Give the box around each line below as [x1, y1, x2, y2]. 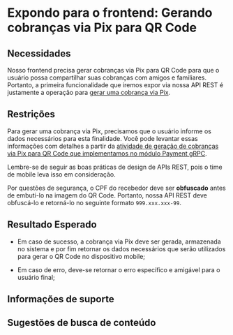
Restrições [7, 108, 56, 120]
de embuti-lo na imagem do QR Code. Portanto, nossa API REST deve [7, 191, 207, 200]
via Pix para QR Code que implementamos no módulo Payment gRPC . [7, 149, 207, 158]
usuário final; [17, 273, 56, 281]
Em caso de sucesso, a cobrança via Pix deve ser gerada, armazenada [17, 237, 221, 246]
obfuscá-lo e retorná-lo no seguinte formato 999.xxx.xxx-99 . [7, 198, 181, 207]
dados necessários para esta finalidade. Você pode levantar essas [7, 134, 198, 142]
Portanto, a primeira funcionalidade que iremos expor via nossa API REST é [7, 81, 224, 89]
